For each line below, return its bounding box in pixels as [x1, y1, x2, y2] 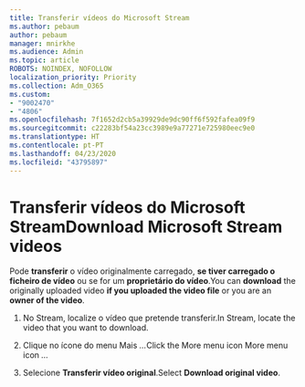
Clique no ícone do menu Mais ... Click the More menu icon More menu [22, 340, 289, 351]
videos [9, 235, 62, 256]
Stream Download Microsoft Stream [9, 216, 283, 237]
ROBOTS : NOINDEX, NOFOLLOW [9, 65, 112, 74]
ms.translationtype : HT [9, 132, 100, 141]
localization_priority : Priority [9, 73, 137, 82]
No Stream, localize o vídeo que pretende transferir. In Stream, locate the [22, 312, 296, 324]
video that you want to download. [22, 322, 149, 333]
